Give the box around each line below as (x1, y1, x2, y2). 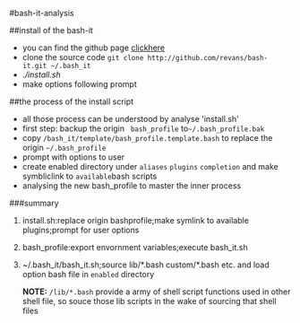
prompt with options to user (21, 152, 125, 162)
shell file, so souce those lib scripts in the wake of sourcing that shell (21, 296, 277, 306)
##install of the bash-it (9, 25, 94, 35)
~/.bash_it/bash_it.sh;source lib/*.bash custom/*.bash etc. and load (21, 259, 270, 270)
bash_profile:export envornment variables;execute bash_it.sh (21, 242, 248, 252)
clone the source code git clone (21, 52, 144, 62)
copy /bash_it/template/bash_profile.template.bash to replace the (21, 133, 273, 143)
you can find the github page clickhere (21, 42, 166, 53)
